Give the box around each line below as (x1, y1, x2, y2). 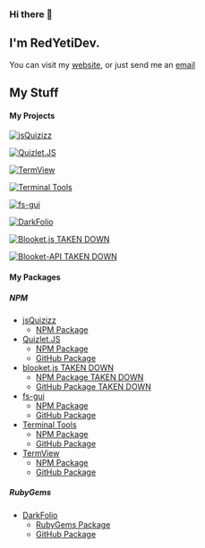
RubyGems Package (35, 518, 111, 530)
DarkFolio (21, 510, 58, 520)
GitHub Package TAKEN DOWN (35, 381, 152, 392)
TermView (21, 447, 60, 459)
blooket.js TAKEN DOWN (21, 362, 115, 373)
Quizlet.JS (21, 333, 61, 344)
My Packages (9, 272, 61, 282)
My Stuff (9, 85, 59, 101)
